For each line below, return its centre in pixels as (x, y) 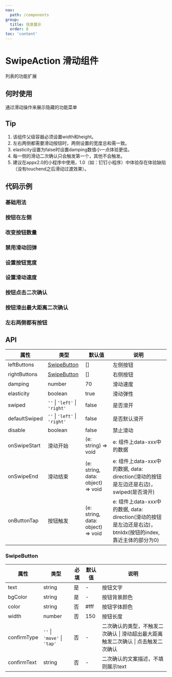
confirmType (23, 637)
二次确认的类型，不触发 (130, 626)
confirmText (22, 663)
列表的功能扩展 (21, 76)
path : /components (30, 15)
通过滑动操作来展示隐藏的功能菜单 (41, 107)
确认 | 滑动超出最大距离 (135, 634)
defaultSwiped (25, 419)
